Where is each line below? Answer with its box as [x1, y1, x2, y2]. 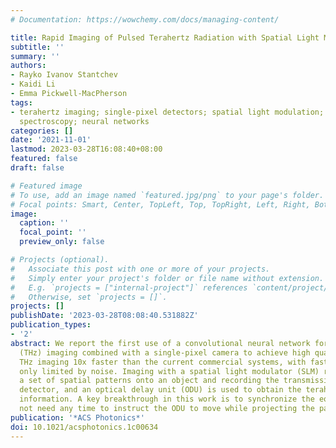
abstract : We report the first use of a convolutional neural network [10, 338, 311, 348]
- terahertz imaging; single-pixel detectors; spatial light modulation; [10, 107, 325, 117]
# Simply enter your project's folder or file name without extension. [10, 273, 325, 283]
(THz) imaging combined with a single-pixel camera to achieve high [19, 347, 311, 358]
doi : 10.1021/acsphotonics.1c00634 [10, 422, 159, 432]
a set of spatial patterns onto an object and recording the [19, 376, 280, 386]
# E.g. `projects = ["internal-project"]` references [10, 282, 248, 293]
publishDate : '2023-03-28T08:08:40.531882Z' [10, 311, 199, 321]
